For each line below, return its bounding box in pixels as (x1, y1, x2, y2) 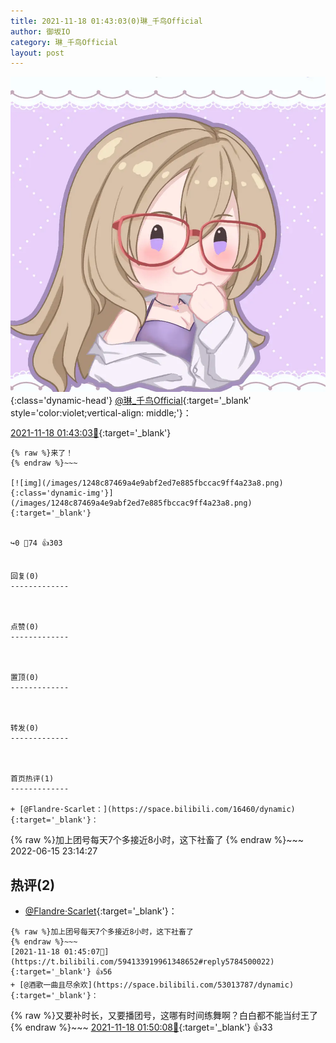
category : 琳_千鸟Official (10, 37, 118, 47)
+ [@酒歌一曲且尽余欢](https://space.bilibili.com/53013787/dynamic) (10, 980, 295, 990)
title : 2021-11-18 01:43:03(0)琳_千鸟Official (10, 16, 203, 26)
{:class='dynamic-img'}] (10, 488, 114, 499)
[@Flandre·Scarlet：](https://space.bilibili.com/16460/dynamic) (19, 805, 296, 815)
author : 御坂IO (10, 26, 71, 37)
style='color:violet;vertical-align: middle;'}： (10, 407, 192, 419)
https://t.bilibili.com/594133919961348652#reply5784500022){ (10, 957, 275, 967)
